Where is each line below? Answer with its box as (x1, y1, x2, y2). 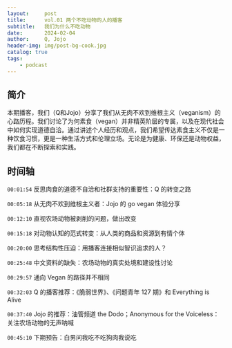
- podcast (19, 62, 48, 68)
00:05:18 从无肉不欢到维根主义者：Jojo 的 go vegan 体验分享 (7, 200, 181, 208)
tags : (7, 55, 23, 62)
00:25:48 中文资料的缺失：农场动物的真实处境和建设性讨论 (7, 259, 173, 267)
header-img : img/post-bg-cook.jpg (7, 42, 107, 49)
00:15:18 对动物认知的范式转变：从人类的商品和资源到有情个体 (7, 229, 185, 237)
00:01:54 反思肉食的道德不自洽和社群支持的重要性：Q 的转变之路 (7, 185, 191, 194)
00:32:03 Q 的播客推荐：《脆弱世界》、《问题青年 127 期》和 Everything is (7, 288, 210, 296)
